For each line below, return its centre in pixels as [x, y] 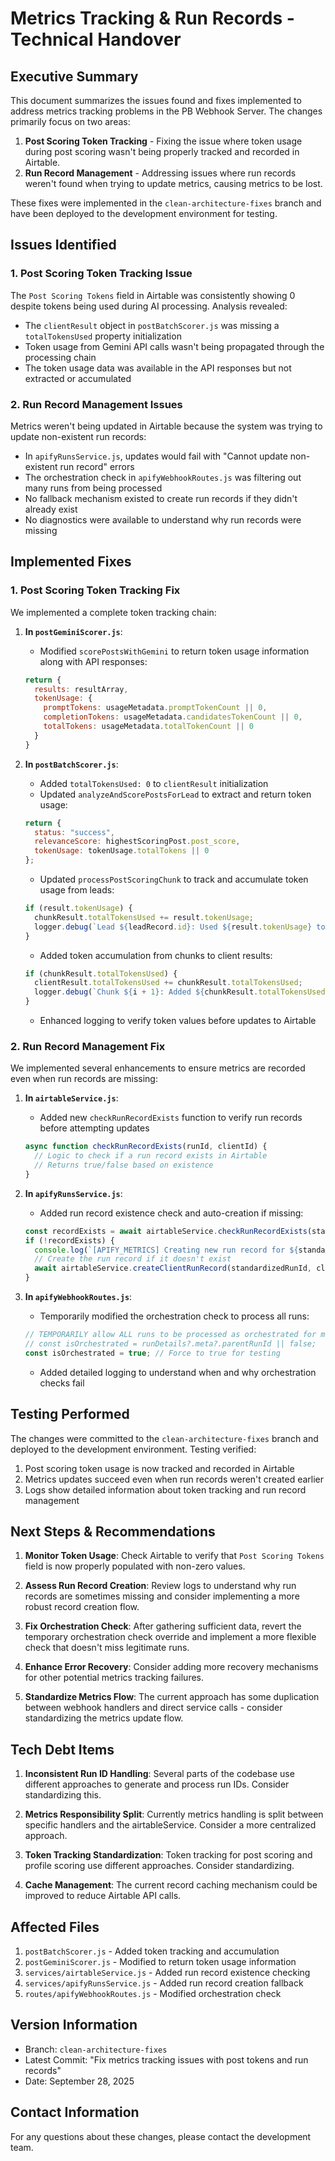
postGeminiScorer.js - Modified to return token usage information [160, 1961]
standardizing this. [63, 1795]
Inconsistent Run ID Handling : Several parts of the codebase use [159, 1774]
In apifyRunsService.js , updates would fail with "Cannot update [156, 456]
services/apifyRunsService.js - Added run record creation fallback [164, 1983]
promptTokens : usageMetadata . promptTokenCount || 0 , [155, 708]
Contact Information [75, 2112]
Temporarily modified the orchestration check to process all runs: [174, 1316]
